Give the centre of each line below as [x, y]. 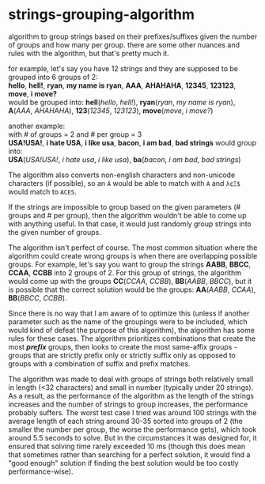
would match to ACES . [43, 191]
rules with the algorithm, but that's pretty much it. [89, 53]
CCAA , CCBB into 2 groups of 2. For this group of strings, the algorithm [125, 272]
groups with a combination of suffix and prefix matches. [99, 363]
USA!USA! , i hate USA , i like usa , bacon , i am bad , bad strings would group [132, 142]
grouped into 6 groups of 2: [53, 77]
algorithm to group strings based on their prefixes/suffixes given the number [133, 36]
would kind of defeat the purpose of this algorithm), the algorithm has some [132, 330]
